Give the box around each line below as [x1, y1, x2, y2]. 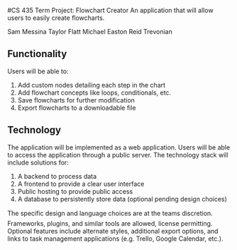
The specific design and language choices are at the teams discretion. [7, 209, 213, 217]
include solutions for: [7, 158, 69, 167]
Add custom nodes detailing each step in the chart [17, 80, 165, 89]
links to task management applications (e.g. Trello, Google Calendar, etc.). [7, 234, 224, 243]
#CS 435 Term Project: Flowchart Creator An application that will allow [7, 6, 214, 14]
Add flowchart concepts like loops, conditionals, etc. [17, 88, 172, 97]
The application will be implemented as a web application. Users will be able [7, 142, 231, 152]
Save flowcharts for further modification [17, 95, 135, 104]
